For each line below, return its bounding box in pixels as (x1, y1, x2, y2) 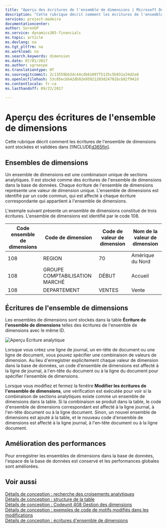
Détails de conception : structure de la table (5, 496, 95, 502)
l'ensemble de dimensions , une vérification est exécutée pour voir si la (5, 388, 152, 394)
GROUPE (43, 266, 64, 273)
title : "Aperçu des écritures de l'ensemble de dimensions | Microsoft (5, 7, 157, 12)
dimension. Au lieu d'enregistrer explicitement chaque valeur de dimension (5, 357, 159, 363)
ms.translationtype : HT (5, 68, 55, 73)
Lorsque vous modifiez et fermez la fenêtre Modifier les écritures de (5, 383, 147, 389)
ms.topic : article (5, 35, 43, 40)
